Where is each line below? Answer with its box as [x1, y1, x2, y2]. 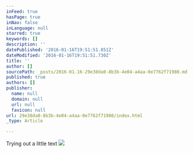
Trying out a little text [6, 140, 57, 147]
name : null [11, 91, 38, 97]
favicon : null [11, 107, 46, 113]
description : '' [6, 42, 46, 48]
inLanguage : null [6, 25, 49, 31]
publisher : [6, 85, 33, 91]
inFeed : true [6, 8, 38, 15]
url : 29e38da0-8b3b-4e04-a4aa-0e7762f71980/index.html [6, 112, 143, 118]
